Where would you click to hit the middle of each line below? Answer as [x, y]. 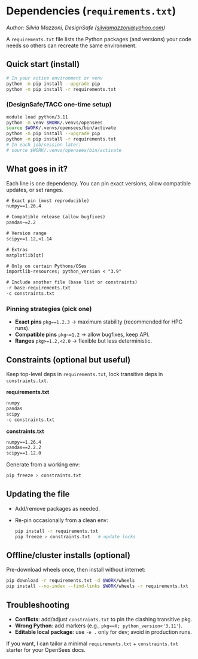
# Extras [17, 249]
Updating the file [38, 494]
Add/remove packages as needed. [57, 508]
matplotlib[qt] [25, 255]
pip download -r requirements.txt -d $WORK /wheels [71, 581]
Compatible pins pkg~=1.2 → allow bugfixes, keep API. [82, 335]
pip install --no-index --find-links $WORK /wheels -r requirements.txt [97, 586]
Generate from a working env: [43, 465]
